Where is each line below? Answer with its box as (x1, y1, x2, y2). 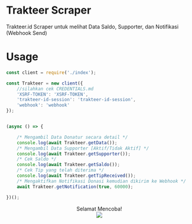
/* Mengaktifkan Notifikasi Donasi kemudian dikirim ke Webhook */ (17, 178, 186, 184)
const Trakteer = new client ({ (6, 80, 83, 86)
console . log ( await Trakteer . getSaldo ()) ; (17, 162, 120, 168)
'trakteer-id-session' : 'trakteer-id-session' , (17, 97, 136, 103)
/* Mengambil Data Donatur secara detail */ (17, 134, 128, 140)
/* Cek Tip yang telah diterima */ (17, 167, 105, 173)
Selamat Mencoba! (76, 205, 122, 212)
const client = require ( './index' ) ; (6, 69, 96, 76)
